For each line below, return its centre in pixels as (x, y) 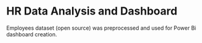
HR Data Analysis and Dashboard (92, 11)
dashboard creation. (32, 34)
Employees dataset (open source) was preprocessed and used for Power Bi (101, 28)
